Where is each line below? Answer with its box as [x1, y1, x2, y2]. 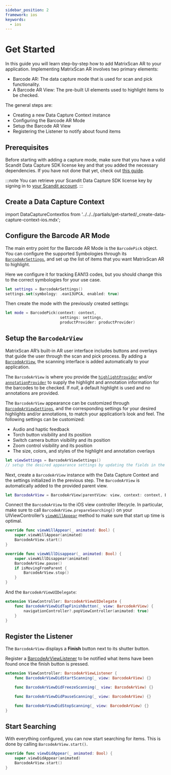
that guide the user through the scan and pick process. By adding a [5, 353, 147, 359]
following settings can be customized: [5, 416, 85, 422]
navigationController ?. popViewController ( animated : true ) [23, 608, 149, 614]
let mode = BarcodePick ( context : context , [5, 310, 97, 316]
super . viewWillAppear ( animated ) [14, 532, 83, 538]
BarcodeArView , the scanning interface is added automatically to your [5, 358, 149, 364]
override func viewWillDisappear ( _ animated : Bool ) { [5, 551, 122, 556]
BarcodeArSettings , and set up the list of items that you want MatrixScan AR [5, 256, 164, 262]
